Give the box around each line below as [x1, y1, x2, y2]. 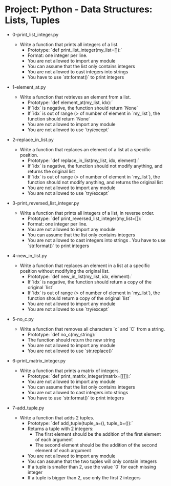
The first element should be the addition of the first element [35, 431, 161, 437]
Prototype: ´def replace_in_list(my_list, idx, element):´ [27, 157, 139, 164]
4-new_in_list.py [12, 252, 47, 258]
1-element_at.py [12, 84, 46, 90]
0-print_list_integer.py [12, 31, 59, 37]
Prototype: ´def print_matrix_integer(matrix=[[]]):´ [27, 373, 132, 379]
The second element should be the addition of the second [35, 442, 158, 448]
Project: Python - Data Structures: [5, 4, 153, 15]
